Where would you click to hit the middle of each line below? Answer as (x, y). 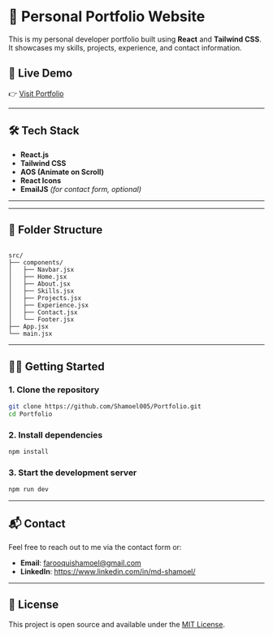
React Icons (41, 180)
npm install (28, 452)
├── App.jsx (28, 327)
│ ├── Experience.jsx (49, 305)
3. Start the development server (73, 473)
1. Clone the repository (54, 390)
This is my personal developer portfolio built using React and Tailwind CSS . (135, 39)
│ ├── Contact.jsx (43, 312)
